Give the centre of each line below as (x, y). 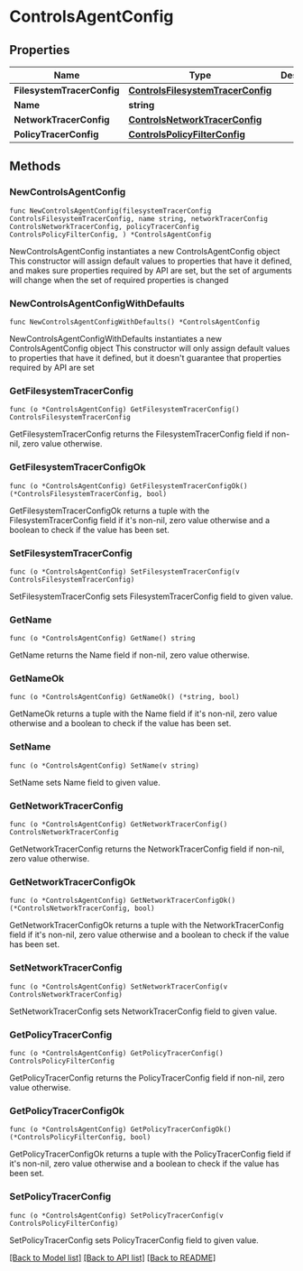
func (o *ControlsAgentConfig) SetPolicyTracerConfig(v (116, 1215)
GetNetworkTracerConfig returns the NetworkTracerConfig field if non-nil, (147, 849)
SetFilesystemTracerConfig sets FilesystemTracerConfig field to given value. (151, 596)
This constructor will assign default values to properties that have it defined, (151, 261)
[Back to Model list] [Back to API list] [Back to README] (113, 1257)
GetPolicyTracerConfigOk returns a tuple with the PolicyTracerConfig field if (150, 1154)
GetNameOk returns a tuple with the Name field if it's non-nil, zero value (143, 714)
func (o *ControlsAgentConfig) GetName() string (102, 639)
